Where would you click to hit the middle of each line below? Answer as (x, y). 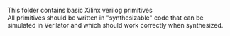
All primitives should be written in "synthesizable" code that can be (105, 18)
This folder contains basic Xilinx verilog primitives (80, 10)
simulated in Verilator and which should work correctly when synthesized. (115, 25)
